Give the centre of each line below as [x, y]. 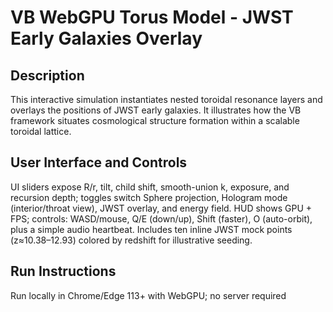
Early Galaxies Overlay [106, 38]
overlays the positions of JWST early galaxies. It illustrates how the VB [156, 110]
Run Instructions [63, 271]
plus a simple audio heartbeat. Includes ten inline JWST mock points [151, 229]
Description [47, 75]
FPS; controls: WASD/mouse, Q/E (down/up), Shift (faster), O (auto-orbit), [161, 218]
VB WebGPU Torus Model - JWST [152, 17]
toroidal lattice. [41, 131]
